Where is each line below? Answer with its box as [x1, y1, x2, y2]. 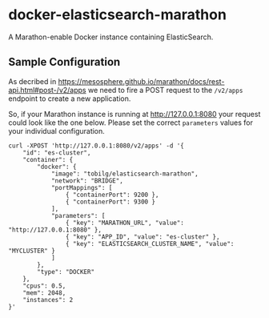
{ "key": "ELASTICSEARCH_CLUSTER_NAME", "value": [65, 240, 235, 248]
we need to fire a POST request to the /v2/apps [87, 85, 243, 95]
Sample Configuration [8, 55, 121, 69]
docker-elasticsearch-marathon [8, 6, 227, 24]
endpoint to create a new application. [8, 94, 131, 103]
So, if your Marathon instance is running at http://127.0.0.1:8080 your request [8, 109, 261, 119]
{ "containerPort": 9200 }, [65, 191, 159, 199]
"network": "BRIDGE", [50, 176, 124, 185]
